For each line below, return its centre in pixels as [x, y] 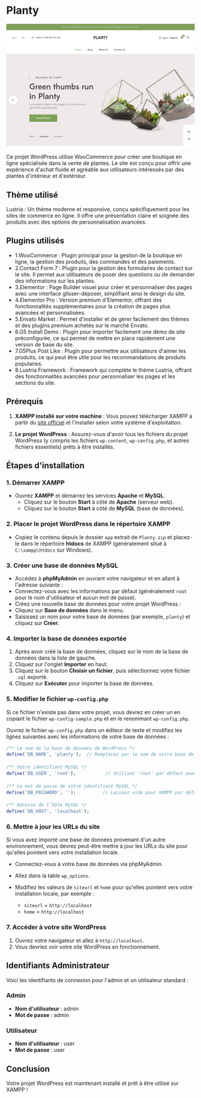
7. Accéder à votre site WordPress [56, 927]
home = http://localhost [54, 912]
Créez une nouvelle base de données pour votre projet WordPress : [98, 604]
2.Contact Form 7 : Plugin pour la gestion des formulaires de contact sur [104, 268]
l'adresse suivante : [39, 585]
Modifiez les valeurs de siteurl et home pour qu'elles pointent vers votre [103, 888]
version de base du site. [45, 344]
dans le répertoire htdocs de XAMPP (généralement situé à [94, 543]
